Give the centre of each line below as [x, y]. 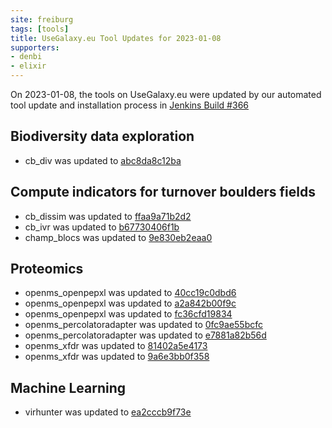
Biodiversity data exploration [102, 136]
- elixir [28, 66]
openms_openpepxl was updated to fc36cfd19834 [128, 314]
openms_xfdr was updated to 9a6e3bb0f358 [117, 357]
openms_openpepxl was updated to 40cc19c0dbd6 [130, 293]
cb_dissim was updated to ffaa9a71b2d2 [108, 216]
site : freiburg [42, 19]
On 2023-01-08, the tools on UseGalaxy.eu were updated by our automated [166, 94]
